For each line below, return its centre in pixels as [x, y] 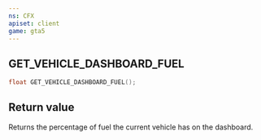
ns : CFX [22, 16]
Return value [41, 107]
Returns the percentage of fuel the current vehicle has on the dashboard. [131, 127]
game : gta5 [27, 31]
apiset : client [34, 23]
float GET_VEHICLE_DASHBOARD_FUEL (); [72, 83]
